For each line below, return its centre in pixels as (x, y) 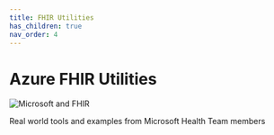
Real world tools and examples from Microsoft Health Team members (137, 121)
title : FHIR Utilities (52, 18)
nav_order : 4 (34, 34)
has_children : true (46, 26)
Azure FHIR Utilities (83, 79)
